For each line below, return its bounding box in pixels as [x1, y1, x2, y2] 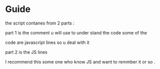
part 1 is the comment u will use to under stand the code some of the [5, 29, 147, 35]
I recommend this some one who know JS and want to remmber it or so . [5, 58, 155, 64]
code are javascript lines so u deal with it [5, 39, 90, 45]
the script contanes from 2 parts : [5, 20, 75, 26]
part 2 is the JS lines [5, 49, 48, 55]
